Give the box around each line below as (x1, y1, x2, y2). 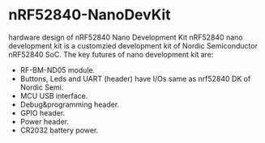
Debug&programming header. (19, 99, 120, 109)
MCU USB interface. (19, 90, 88, 100)
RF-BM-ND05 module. (19, 65, 96, 74)
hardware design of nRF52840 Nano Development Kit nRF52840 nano (8, 32, 243, 42)
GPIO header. (19, 107, 66, 118)
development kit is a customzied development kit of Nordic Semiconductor (8, 40, 258, 50)
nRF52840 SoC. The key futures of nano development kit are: (8, 49, 214, 59)
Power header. (19, 116, 69, 126)
